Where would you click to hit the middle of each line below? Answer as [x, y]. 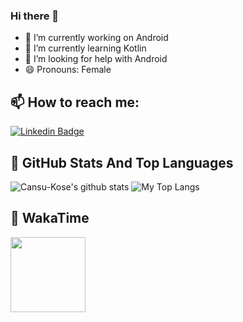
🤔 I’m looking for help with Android [96, 59]
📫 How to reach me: [75, 102]
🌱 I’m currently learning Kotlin [85, 48]
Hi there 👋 [35, 16]
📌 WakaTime [50, 218]
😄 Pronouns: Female [68, 70]
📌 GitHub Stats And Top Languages [122, 162]
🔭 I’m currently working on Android [96, 38]
